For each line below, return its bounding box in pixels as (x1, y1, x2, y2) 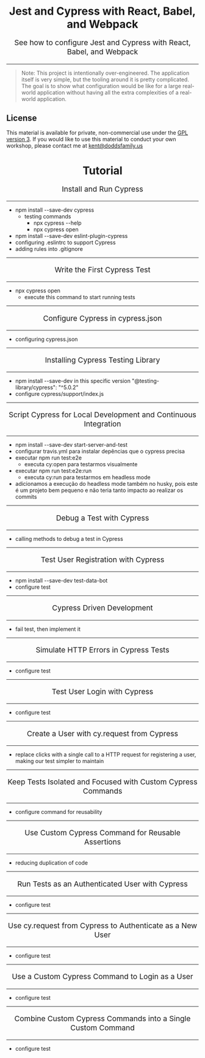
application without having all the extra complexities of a (37, 89, 179, 96)
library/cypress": (15, 384, 57, 391)
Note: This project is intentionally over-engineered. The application (21, 69, 190, 76)
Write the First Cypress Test (54, 265, 151, 275)
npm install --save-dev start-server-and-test (15, 441, 128, 449)
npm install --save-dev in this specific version (15, 378, 131, 385)
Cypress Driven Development (51, 603, 154, 613)
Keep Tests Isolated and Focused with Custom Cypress (7, 777, 198, 787)
